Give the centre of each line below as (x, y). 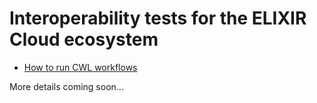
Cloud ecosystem (84, 39)
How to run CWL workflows (80, 67)
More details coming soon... (66, 86)
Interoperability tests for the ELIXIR (158, 18)
